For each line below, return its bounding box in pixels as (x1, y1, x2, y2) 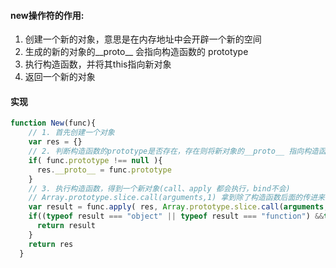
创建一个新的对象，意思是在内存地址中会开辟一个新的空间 (24, 33, 262, 45)
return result (36, 221, 97, 231)
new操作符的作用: (10, 9, 85, 21)
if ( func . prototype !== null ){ (28, 155, 163, 165)
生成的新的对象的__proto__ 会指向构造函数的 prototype (24, 46, 249, 58)
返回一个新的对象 (24, 71, 96, 83)
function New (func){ (10, 118, 97, 129)
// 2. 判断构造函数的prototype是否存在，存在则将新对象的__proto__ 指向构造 (28, 146, 319, 157)
